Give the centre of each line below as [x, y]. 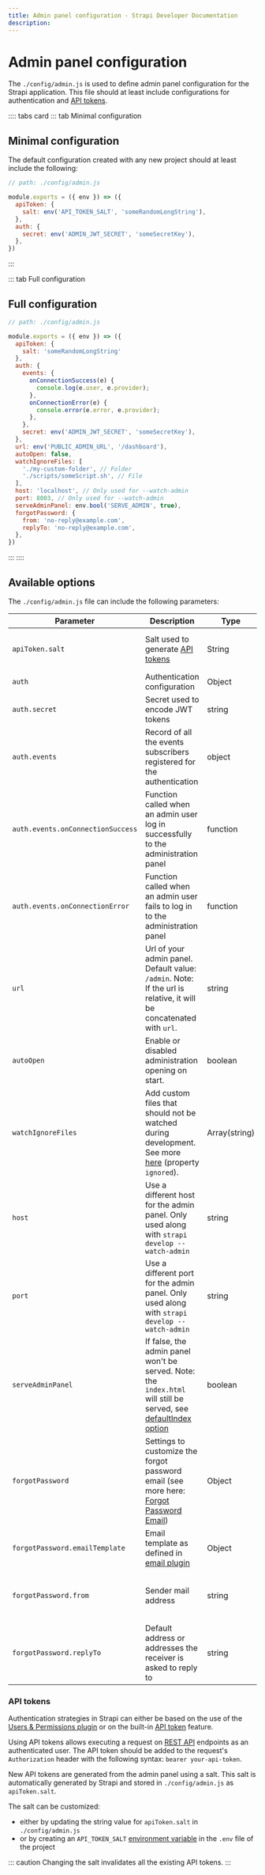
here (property [172, 1162]
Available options [52, 582]
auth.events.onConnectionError [71, 906]
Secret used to [172, 699]
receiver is [164, 1658]
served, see [167, 1409]
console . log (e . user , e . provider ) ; [93, 388]
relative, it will [170, 998]
